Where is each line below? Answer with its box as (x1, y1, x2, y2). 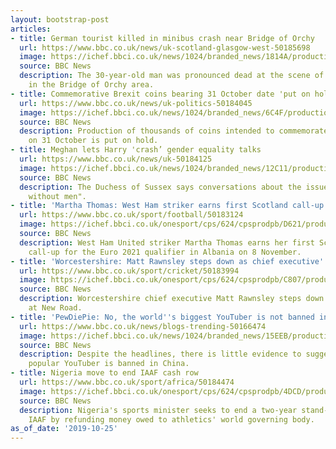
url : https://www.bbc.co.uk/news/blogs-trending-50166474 (19, 321, 267, 331)
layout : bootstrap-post (10, 14, 110, 25)
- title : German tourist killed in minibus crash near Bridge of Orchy (10, 33, 315, 43)
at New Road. (28, 303, 83, 313)
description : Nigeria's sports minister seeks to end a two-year (19, 405, 298, 415)
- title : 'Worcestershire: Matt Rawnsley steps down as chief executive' (10, 256, 325, 266)
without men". (28, 191, 87, 201)
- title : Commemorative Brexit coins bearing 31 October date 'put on (10, 89, 311, 99)
